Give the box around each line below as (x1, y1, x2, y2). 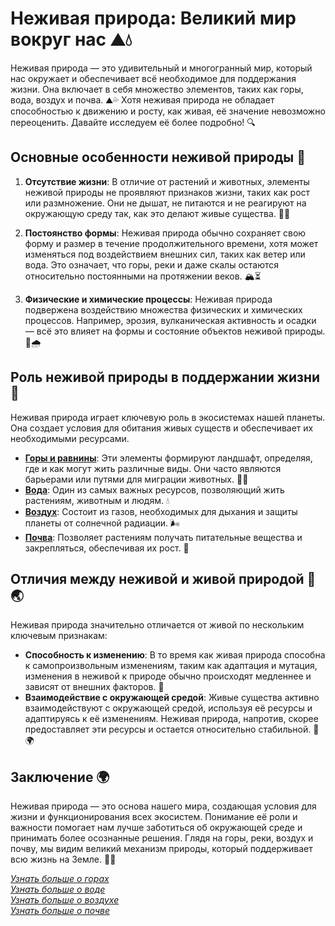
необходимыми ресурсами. (10, 432, 130, 444)
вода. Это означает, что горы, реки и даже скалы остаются (24, 258, 280, 271)
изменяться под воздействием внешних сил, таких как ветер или (24, 248, 306, 260)
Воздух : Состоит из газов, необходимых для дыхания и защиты (24, 505, 298, 517)
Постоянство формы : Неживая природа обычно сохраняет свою (24, 227, 307, 239)
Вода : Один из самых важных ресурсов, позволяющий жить (24, 483, 285, 496)
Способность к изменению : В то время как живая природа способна (24, 649, 326, 661)
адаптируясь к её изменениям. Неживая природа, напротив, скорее (24, 713, 319, 725)
